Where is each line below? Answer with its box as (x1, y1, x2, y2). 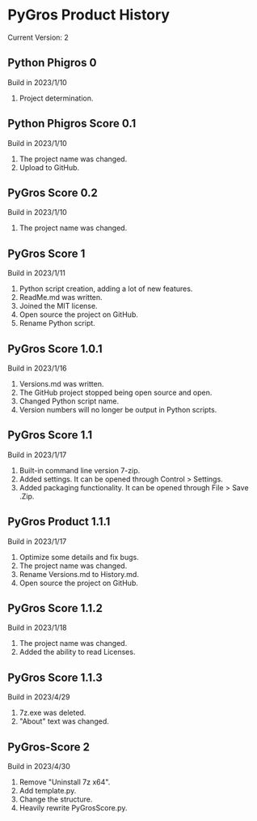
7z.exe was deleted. (19, 708, 86, 718)
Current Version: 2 (7, 32, 70, 42)
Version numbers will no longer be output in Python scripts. (19, 405, 217, 414)
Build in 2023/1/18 (7, 622, 68, 633)
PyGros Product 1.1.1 (7, 515, 111, 528)
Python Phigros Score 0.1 (7, 117, 137, 130)
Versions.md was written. (19, 379, 104, 388)
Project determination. (19, 93, 94, 103)
